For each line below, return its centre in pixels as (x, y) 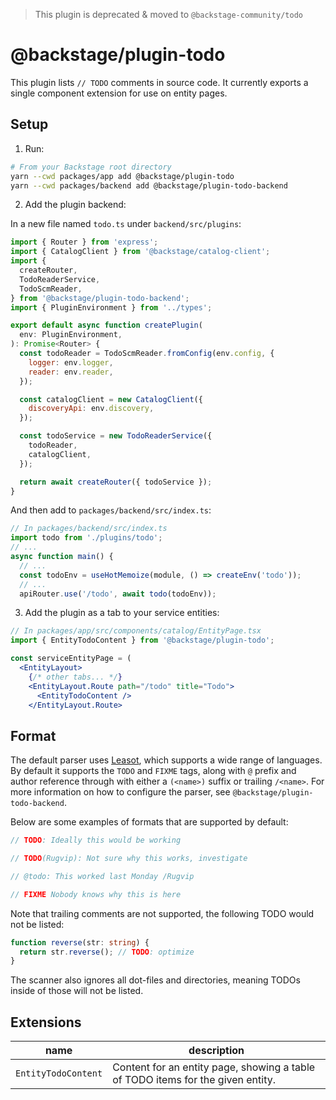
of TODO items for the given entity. (194, 1080)
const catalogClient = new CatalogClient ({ (111, 399)
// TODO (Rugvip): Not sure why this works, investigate (129, 859)
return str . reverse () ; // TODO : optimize (107, 952)
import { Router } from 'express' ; (84, 242)
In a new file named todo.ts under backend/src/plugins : (126, 224)
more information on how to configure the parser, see (120, 792)
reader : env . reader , (71, 372)
